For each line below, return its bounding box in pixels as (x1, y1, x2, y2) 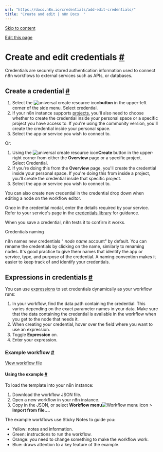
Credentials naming (5, 229, 44, 235)
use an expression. (12, 327, 50, 333)
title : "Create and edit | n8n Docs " (5, 12, 86, 17)
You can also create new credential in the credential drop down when (5, 190, 144, 196)
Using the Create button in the (12, 150, 139, 156)
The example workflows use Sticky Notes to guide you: (5, 416, 116, 422)
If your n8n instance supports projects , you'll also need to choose (12, 110, 144, 116)
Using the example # (5, 371, 48, 377)
